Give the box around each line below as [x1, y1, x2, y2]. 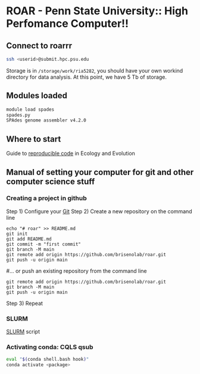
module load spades [6, 106, 55, 113]
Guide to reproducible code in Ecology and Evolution [6, 150, 136, 157]
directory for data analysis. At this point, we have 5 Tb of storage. [6, 73, 167, 80]
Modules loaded [6, 91, 67, 101]
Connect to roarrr [6, 40, 73, 51]
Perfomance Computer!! [6, 17, 129, 30]
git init [6, 230, 28, 236]
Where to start [6, 134, 61, 144]
